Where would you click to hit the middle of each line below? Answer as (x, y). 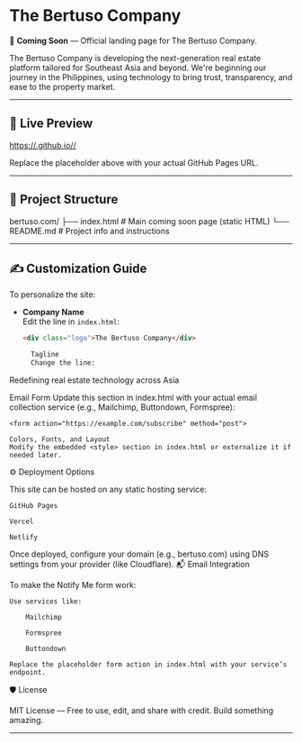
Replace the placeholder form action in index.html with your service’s (148, 665)
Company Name (53, 313)
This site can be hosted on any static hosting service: (108, 489)
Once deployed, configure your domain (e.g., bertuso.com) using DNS (139, 554)
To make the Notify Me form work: (73, 585)
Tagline (45, 355)
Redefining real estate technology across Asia (94, 380)
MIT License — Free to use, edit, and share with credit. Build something (142, 711)
